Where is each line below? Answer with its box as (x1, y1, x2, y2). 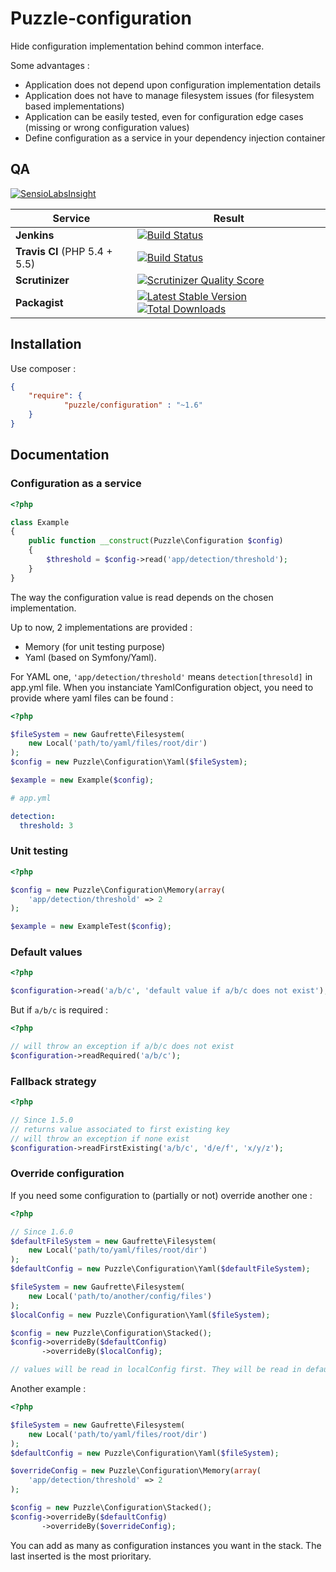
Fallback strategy (10, 1074, 97, 1088)
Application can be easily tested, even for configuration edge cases (24, 110, 304, 122)
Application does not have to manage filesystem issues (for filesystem (24, 89, 315, 101)
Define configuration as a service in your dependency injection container (24, 132, 326, 144)
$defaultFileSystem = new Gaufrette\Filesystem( (10, 1236, 217, 1246)
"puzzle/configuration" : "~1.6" (63, 400, 203, 411)
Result (213, 211, 245, 225)
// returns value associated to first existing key (10, 1124, 230, 1134)
